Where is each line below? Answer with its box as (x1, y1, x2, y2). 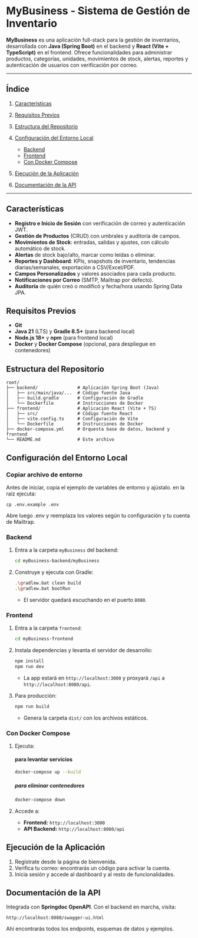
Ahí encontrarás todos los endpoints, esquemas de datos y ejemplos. (6, 925, 174, 933)
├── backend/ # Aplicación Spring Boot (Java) (6, 385, 160, 391)
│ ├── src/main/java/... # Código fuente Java (6, 390, 131, 396)
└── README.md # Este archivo (6, 437, 115, 443)
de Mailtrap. (6, 518, 35, 525)
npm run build (14, 703, 49, 710)
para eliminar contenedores (14, 782, 85, 789)
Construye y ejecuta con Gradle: (14, 569, 94, 576)
